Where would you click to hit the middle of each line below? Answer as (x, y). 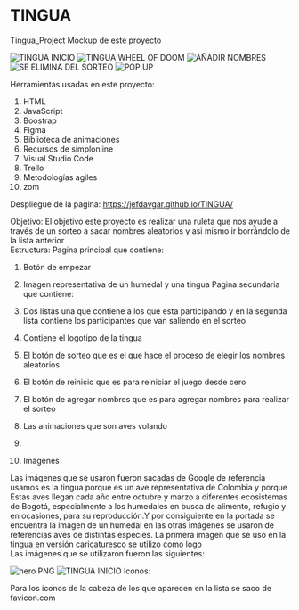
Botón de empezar (57, 267)
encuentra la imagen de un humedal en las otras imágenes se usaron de (142, 525)
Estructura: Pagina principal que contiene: (87, 250)
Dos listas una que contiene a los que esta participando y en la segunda (155, 311)
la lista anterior (37, 240)
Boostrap (40, 120)
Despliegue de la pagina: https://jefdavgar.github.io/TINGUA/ (122, 204)
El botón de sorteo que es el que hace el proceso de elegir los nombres (154, 355)
